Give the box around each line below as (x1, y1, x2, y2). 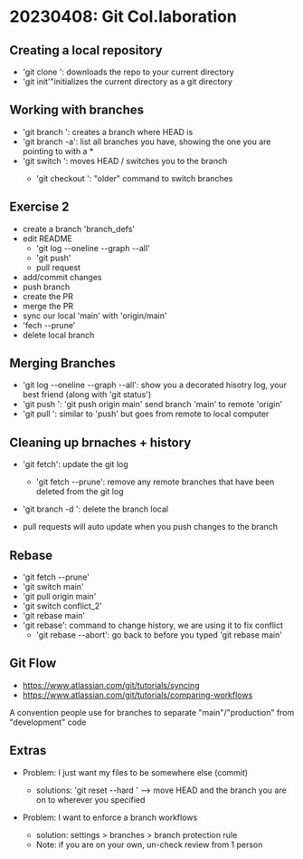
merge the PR (22, 300, 74, 311)
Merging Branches (9, 356, 116, 371)
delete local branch (22, 329, 95, 340)
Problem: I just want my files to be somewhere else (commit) (22, 766, 249, 777)
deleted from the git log (35, 486, 124, 497)
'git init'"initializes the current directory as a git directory (22, 76, 233, 87)
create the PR (22, 290, 74, 301)
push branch (22, 281, 71, 292)
